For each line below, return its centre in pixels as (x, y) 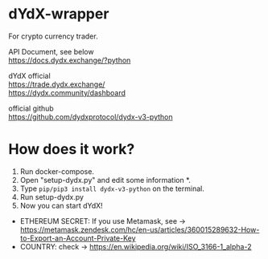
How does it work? (72, 150)
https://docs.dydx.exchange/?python (70, 60)
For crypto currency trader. (53, 36)
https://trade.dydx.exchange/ (57, 84)
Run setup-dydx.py (52, 196)
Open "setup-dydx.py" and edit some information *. (105, 180)
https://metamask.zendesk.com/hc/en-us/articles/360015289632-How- (140, 229)
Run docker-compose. (57, 171)
